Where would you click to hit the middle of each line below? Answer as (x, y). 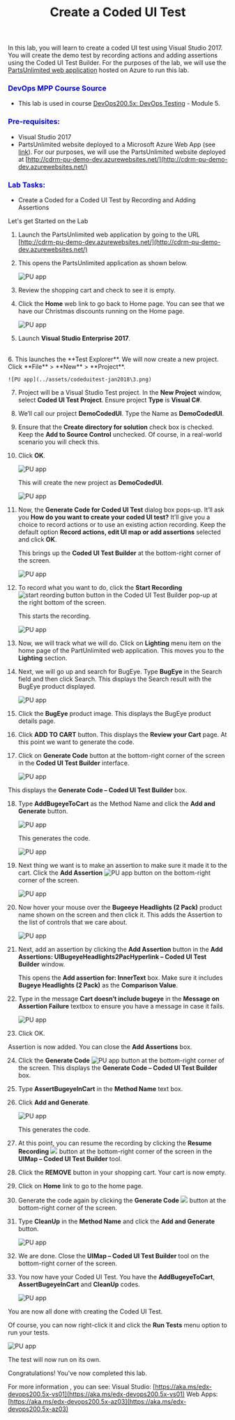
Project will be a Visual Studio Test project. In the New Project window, (120, 393)
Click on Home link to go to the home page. (81, 1186)
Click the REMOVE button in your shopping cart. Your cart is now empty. (122, 1172)
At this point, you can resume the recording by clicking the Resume (115, 1143)
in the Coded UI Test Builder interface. (74, 763)
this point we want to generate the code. (76, 742)
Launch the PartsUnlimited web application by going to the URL (109, 234)
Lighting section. (43, 658)
